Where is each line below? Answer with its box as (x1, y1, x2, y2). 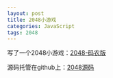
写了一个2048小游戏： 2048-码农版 (7, 49, 106, 57)
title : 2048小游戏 (7, 16, 57, 23)
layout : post (7, 10, 45, 17)
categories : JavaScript (7, 23, 75, 29)
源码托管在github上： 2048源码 (7, 63, 95, 72)
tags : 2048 (7, 29, 38, 36)
